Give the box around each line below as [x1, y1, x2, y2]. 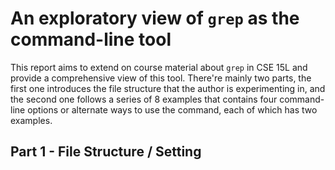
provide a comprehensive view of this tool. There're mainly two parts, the [10, 72, 312, 84]
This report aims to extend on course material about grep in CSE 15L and [10, 61, 308, 73]
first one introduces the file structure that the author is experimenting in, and [10, 82, 326, 94]
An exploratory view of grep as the [10, 7, 300, 30]
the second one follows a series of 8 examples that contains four [10, 93, 278, 105]
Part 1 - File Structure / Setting [10, 143, 202, 161]
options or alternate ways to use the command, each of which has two [27, 103, 318, 116]
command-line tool [10, 28, 172, 51]
